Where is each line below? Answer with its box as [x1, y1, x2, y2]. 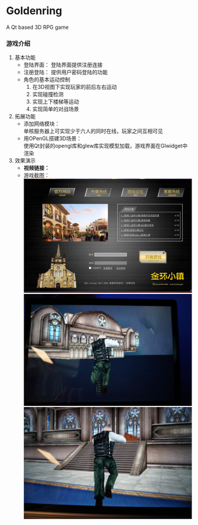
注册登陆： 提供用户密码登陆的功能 [23, 69, 108, 76]
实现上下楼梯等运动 [32, 98, 80, 105]
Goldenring [6, 4, 62, 18]
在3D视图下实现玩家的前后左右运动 [32, 84, 117, 91]
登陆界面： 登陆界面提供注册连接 [23, 61, 103, 68]
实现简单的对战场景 [32, 105, 80, 113]
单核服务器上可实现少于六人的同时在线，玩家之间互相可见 [23, 128, 163, 135]
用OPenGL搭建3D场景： [23, 135, 82, 142]
